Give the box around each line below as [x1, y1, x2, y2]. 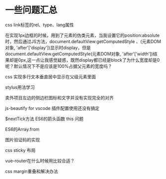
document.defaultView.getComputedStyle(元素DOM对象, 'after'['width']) [5, 50, 153, 57]
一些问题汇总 [5, 4, 58, 16]
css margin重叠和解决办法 [5, 168, 58, 174]
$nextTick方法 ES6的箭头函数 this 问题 [5, 116, 84, 122]
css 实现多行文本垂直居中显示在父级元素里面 [5, 74, 96, 80]
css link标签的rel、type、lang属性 [5, 22, 74, 28]
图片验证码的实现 [5, 136, 40, 142]
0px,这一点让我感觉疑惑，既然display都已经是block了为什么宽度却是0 [18, 57, 160, 63]
